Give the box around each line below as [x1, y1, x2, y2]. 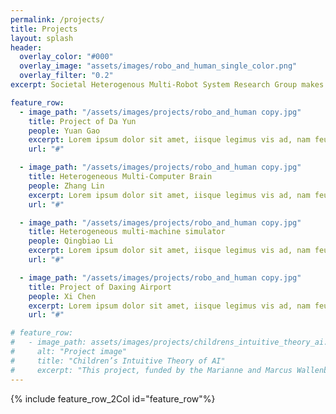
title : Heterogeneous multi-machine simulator [28, 227, 226, 237]
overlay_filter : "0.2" [19, 71, 114, 81]
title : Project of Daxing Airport [28, 282, 172, 292]
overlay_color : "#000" [19, 52, 114, 62]
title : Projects [10, 24, 78, 34]
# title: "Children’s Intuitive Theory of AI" [10, 356, 226, 366]
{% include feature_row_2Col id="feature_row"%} [10, 392, 216, 405]
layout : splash [10, 33, 74, 43]
